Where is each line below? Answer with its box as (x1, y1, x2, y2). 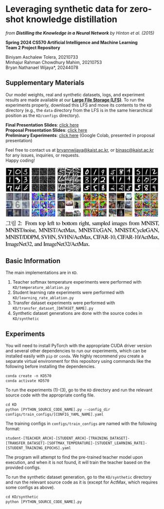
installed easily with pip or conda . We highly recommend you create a (5, 353, 144, 359)
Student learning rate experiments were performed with (12, 289, 125, 295)
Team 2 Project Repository (5, 44, 60, 50)
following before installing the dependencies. (5, 363, 96, 370)
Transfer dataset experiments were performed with (12, 300, 115, 306)
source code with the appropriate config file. (5, 392, 95, 398)
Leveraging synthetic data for (5, 3, 128, 15)
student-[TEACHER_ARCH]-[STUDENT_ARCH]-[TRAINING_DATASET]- (5, 436, 130, 441)
